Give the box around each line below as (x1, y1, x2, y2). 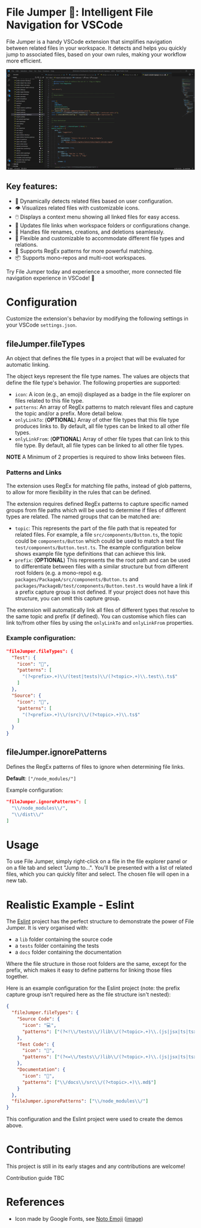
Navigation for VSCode (6, 18, 123, 32)
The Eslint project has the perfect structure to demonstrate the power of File (6, 918, 194, 925)
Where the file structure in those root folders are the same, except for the (6, 960, 187, 968)
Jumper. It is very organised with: (6, 924, 89, 932)
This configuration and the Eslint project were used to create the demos (6, 1116, 183, 1123)
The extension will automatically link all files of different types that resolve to (6, 606, 195, 613)
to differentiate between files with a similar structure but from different (14, 562, 188, 570)
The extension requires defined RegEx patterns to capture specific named (6, 500, 188, 507)
